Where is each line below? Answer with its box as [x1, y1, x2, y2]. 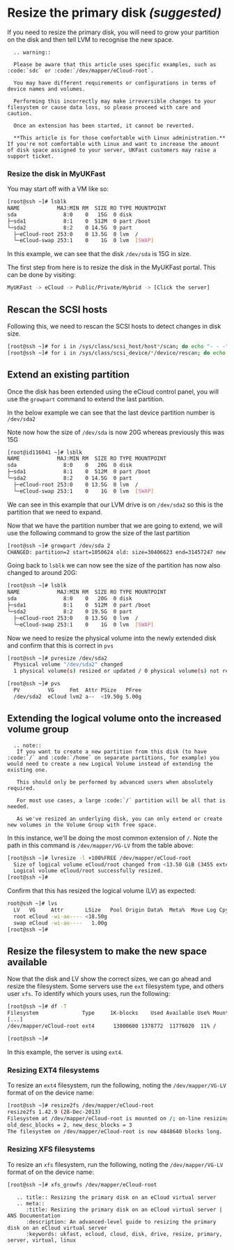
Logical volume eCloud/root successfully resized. [13, 868, 164, 875]
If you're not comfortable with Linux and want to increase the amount [7, 140, 219, 147]
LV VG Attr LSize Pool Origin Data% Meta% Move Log [13, 907, 217, 914]
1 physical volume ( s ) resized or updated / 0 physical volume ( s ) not [13, 668, 219, 675]
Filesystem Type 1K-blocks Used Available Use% [7, 1010, 210, 1017]
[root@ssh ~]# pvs [7, 680, 61, 687]
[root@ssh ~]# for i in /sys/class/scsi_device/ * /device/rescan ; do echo [7, 349, 226, 357]
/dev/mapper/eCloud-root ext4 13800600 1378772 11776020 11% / [7, 1022, 217, 1029]
